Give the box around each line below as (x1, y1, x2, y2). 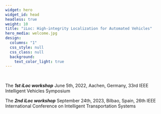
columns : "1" (10, 40, 37, 45)
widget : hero (5, 7, 33, 13)
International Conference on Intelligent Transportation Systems (5, 103, 136, 109)
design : (5, 36, 22, 41)
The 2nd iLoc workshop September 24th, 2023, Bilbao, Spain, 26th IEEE (5, 98, 156, 104)
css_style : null (10, 45, 44, 50)
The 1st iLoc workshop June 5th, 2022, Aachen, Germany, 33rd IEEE (5, 83, 149, 89)
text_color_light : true (14, 59, 65, 64)
